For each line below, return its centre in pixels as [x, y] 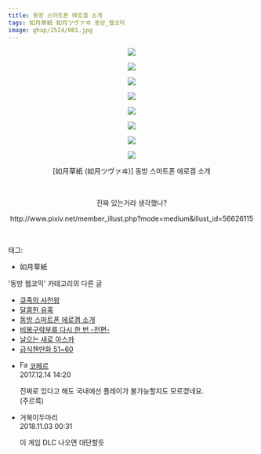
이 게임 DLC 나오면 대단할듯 [62, 443]
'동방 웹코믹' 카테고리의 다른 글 [55, 284]
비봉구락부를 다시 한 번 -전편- [64, 330]
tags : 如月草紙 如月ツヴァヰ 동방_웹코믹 [67, 23]
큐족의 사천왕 [40, 300]
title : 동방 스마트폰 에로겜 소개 [55, 15]
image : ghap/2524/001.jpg [50, 30]
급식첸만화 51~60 [46, 350]
